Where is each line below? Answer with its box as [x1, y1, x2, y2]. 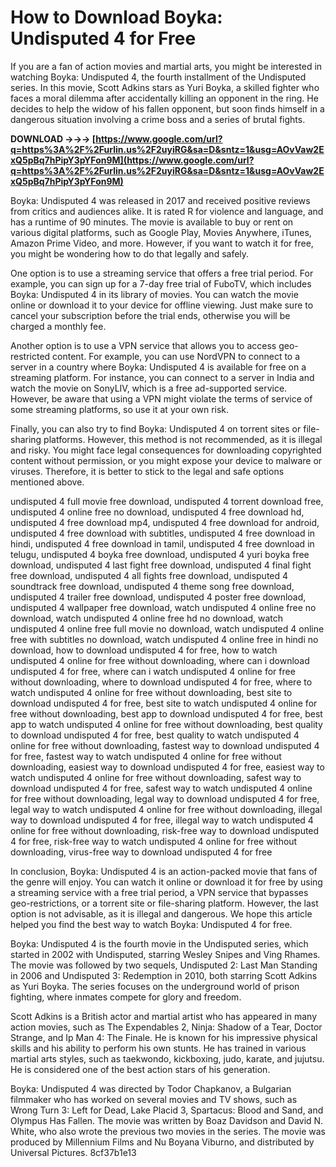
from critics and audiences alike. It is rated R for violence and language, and [10, 205, 324, 217]
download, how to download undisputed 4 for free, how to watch [10, 644, 278, 656]
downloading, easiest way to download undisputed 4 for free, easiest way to [10, 761, 325, 773]
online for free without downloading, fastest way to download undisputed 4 [10, 739, 320, 751]
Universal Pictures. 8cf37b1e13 [10, 1146, 137, 1158]
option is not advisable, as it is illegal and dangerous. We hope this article [10, 907, 313, 920]
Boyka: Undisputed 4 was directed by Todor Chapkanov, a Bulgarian [10, 1082, 292, 1095]
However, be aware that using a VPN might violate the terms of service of [10, 392, 313, 405]
